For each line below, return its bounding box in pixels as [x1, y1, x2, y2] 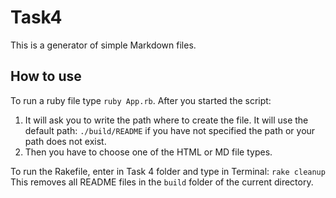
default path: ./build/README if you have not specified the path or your [24, 124, 316, 136]
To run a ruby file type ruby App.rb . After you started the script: [10, 94, 272, 106]
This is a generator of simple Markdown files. [10, 39, 197, 51]
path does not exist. [24, 135, 107, 147]
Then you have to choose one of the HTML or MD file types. [24, 146, 273, 158]
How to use [10, 68, 82, 85]
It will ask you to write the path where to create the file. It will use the [24, 114, 309, 126]
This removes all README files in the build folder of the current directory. [10, 176, 314, 188]
